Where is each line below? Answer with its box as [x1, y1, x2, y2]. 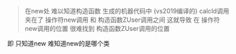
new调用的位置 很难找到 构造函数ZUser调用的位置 [24, 25, 170, 32]
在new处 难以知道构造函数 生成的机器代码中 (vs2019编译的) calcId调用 [24, 7, 230, 15]
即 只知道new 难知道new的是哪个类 [7, 39, 110, 48]
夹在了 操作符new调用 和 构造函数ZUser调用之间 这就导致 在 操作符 [24, 15, 220, 24]
